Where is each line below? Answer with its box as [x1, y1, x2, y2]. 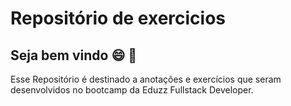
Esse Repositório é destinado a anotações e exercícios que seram [10, 73, 282, 85]
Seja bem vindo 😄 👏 [10, 47, 138, 64]
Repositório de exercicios [10, 7, 227, 30]
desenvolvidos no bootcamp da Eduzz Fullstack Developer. [10, 84, 254, 96]
